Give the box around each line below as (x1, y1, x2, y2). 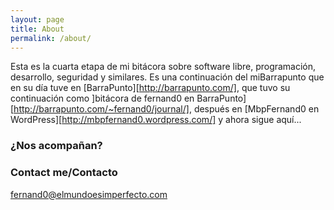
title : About (10, 24, 65, 34)
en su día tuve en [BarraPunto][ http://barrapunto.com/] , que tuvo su (10, 82, 291, 94)
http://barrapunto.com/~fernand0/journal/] (13, 103, 190, 115)
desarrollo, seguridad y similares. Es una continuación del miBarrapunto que (10, 71, 325, 83)
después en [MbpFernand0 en (193, 103, 320, 115)
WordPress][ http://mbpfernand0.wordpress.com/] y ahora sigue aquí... (10, 114, 302, 126)
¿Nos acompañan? (10, 139, 103, 153)
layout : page (10, 14, 65, 25)
